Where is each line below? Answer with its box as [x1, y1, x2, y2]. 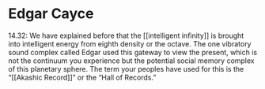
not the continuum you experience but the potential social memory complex [8, 56, 255, 65]
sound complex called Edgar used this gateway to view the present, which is [8, 47, 258, 57]
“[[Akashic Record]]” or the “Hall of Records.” [8, 72, 157, 82]
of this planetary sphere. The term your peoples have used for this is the [8, 64, 244, 73]
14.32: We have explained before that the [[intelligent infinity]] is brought [8, 31, 244, 40]
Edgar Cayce [8, 5, 94, 23]
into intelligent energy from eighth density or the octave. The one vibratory [8, 39, 252, 48]
